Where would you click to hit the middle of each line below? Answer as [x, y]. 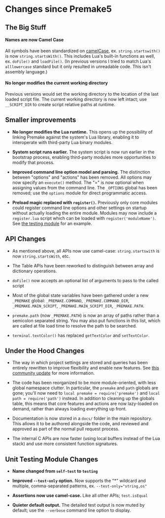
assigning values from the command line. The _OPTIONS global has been [85, 187]
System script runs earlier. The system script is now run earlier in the [83, 152]
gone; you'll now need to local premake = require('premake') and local [86, 393]
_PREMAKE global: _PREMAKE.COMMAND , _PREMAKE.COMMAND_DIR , [71, 300]
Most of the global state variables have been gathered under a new [80, 295]
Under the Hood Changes [45, 351]
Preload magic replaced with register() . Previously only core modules [85, 202]
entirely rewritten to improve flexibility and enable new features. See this [85, 368]
